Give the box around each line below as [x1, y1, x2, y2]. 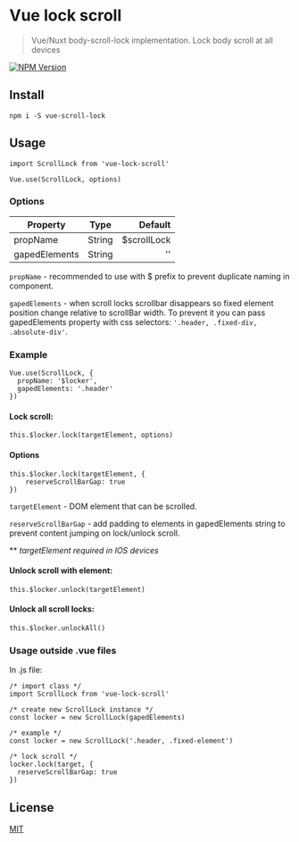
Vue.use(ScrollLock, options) [9, 175, 122, 184]
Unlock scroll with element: [9, 565, 113, 576]
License [9, 800, 54, 815]
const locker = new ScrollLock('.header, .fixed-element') [9, 737, 234, 746]
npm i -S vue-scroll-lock [9, 111, 105, 121]
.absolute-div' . [9, 326, 69, 337]
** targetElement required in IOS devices [9, 545, 159, 555]
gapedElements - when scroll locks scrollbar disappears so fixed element [9, 297, 274, 308]
